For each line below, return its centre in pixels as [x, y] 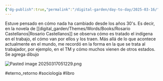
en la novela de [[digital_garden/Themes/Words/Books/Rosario [68, 28]
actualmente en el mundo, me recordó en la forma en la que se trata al [75, 44]
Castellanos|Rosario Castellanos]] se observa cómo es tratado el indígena [79, 33]
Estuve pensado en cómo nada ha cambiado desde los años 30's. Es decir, [80, 23]
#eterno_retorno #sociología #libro [40, 73]
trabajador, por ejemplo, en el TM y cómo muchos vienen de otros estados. [80, 49]
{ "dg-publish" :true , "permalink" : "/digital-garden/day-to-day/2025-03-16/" [82, 9]
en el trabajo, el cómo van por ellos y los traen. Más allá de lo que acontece [81, 39]
